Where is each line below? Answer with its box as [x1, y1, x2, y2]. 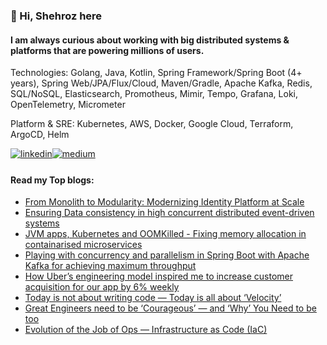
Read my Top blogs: [10, 174, 95, 186]
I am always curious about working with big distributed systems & [10, 34, 290, 46]
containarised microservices [24, 239, 143, 251]
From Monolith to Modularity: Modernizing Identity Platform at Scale [24, 196, 305, 208]
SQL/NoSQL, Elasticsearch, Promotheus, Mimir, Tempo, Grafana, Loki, [10, 88, 299, 100]
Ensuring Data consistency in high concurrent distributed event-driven [24, 207, 315, 219]
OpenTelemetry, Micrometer [10, 99, 126, 111]
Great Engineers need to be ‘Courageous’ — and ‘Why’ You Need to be [24, 302, 317, 314]
